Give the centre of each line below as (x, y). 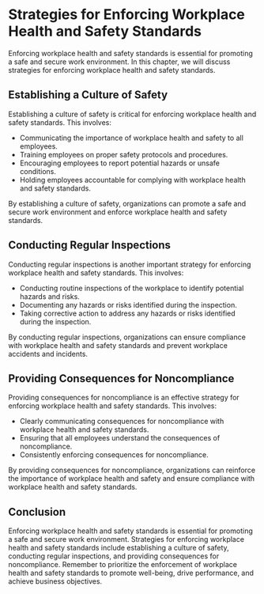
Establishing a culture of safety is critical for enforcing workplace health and (132, 114)
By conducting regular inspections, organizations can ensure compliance (127, 337)
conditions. (38, 171)
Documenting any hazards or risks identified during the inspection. (128, 305)
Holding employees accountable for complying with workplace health (133, 180)
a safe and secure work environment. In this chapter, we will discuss (119, 62)
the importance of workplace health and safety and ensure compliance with (132, 479)
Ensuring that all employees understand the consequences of (120, 438)
